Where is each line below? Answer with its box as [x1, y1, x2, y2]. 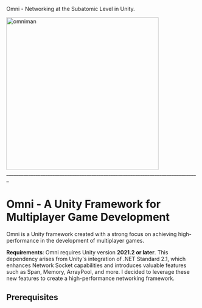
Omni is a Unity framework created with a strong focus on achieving [6, 230, 177, 237]
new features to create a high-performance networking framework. [6, 274, 175, 282]
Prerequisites [6, 292, 58, 303]
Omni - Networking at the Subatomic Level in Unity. [6, 5, 135, 12]
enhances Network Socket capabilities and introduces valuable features [6, 262, 187, 269]
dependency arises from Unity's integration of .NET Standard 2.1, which [6, 255, 186, 262]
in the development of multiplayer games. [40, 237, 145, 244]
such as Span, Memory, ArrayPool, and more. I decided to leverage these [6, 268, 190, 275]
